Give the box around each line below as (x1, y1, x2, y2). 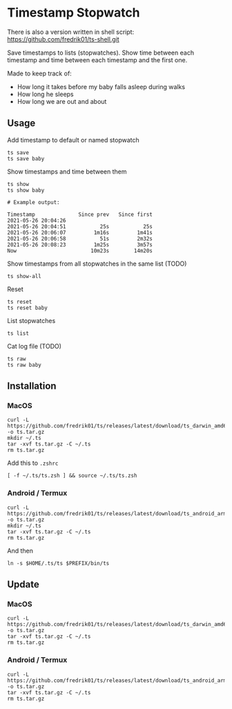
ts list (7, 330, 30, 337)
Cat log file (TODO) (7, 342, 62, 350)
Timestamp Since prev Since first (7, 211, 153, 218)
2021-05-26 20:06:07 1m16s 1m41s (7, 229, 153, 236)
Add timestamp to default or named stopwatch (7, 136, 139, 144)
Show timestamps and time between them (7, 167, 127, 176)
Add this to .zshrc (7, 459, 59, 468)
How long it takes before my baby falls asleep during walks (17, 82, 185, 91)
